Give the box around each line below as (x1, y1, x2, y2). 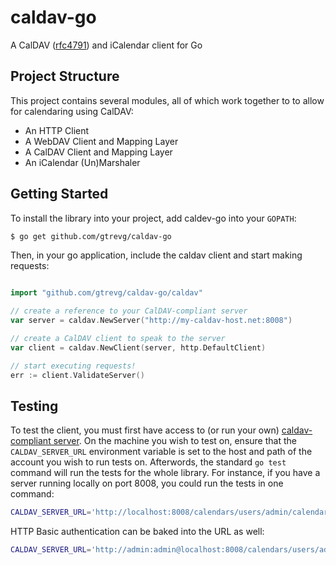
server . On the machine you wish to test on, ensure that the (53, 435, 297, 447)
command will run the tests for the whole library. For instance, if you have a (10, 467, 321, 479)
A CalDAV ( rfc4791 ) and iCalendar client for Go (10, 39, 203, 51)
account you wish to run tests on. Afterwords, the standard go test (10, 456, 287, 468)
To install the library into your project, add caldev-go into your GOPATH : (10, 212, 297, 224)
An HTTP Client (24, 124, 90, 136)
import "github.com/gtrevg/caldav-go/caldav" (10, 288, 203, 298)
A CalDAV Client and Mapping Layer (24, 146, 173, 158)
